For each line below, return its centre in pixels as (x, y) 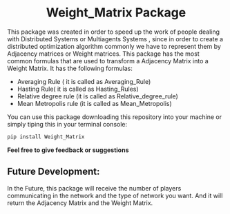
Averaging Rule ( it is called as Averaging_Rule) (84, 81)
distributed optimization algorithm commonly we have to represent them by (114, 46)
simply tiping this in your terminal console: (67, 124)
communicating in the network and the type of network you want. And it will (115, 195)
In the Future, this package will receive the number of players (94, 188)
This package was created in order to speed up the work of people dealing (113, 32)
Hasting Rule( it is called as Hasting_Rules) (78, 89)
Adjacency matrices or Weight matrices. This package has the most (103, 54)
